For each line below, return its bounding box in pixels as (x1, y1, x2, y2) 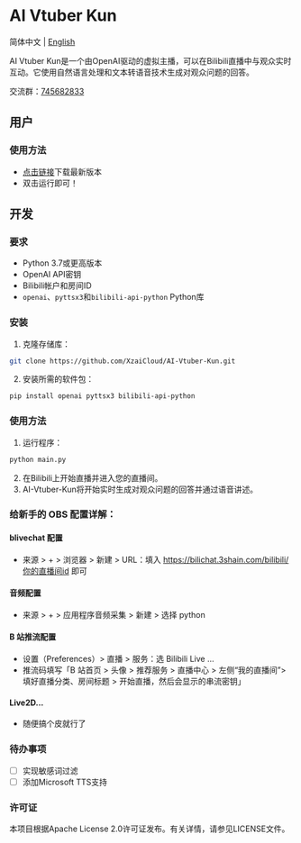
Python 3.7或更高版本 (22, 258, 103, 268)
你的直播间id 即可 (22, 565, 87, 576)
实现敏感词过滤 (22, 765, 78, 775)
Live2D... (9, 697, 44, 708)
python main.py (9, 455, 67, 464)
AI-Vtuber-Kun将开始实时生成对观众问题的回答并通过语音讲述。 (22, 484, 259, 494)
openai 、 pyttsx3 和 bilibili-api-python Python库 (22, 292, 205, 303)
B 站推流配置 (9, 631, 57, 642)
